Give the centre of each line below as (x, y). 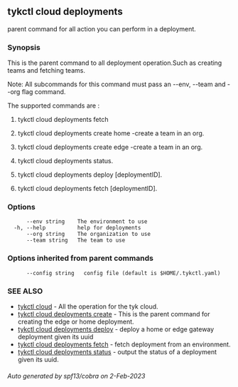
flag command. (44, 92)
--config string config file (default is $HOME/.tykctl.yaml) (123, 273)
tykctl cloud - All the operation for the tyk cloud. (88, 306)
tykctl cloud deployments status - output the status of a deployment (117, 352)
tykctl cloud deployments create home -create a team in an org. (111, 133)
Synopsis (24, 47)
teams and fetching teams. (46, 71)
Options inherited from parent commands (81, 258)
